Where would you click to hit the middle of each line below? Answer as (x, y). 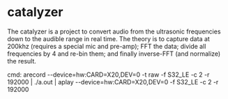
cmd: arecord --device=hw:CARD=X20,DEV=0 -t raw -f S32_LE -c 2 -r (108, 75)
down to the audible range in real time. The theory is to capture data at (109, 38)
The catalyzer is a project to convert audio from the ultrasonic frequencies (114, 31)
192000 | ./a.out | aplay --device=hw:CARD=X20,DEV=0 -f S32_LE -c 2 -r (113, 82)
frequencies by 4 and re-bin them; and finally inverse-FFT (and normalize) (114, 54)
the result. (22, 61)
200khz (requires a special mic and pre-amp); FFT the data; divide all (107, 46)
